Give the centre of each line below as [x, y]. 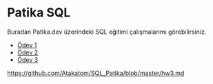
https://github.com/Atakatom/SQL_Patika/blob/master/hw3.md [96, 73]
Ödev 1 [27, 45]
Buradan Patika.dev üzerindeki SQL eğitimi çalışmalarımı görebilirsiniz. [107, 32]
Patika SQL [39, 13]
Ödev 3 [28, 59]
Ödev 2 [28, 52]
